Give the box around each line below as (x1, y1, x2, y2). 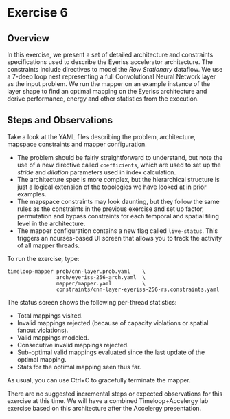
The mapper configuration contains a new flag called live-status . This (16, 226, 218, 235)
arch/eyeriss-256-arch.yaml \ (56, 274, 146, 280)
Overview (7, 32, 50, 44)
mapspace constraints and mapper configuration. (7, 140, 148, 148)
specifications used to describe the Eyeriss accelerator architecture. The (7, 58, 213, 66)
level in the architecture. (16, 219, 86, 227)
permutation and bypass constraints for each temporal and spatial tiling (16, 212, 220, 220)
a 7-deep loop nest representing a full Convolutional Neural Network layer (7, 72, 216, 81)
